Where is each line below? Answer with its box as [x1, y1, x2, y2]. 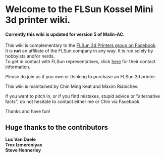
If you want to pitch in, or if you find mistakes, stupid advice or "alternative [5, 93, 160, 99]
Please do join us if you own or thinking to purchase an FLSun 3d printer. [5, 74, 156, 80]
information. [5, 64, 31, 70]
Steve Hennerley [5, 147, 41, 153]
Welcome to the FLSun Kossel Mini [5, 4, 153, 15]
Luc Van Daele [5, 136, 36, 142]
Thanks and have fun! [5, 109, 50, 115]
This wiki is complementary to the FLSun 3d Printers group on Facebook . [5, 42, 157, 48]
